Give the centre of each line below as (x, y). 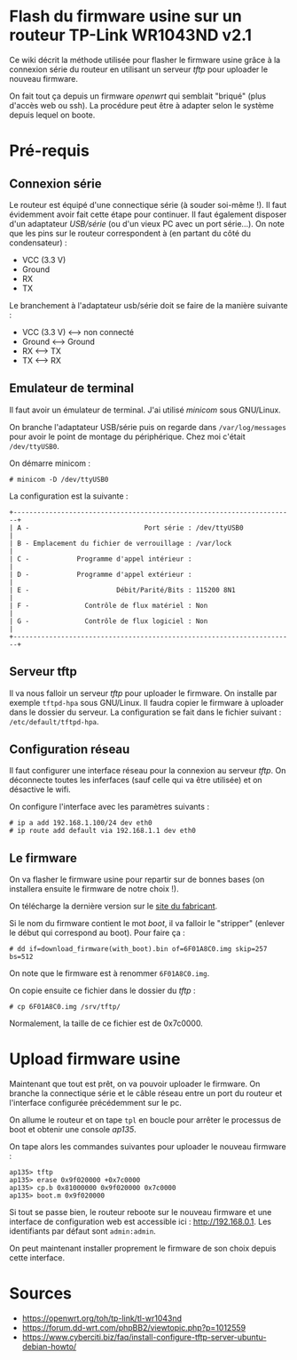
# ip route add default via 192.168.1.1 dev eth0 (103, 831)
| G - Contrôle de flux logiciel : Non (109, 621)
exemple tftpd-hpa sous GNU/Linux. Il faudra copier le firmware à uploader (146, 702)
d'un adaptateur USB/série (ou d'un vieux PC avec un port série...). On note (147, 223)
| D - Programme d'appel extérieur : (101, 574)
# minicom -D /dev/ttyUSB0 (59, 479)
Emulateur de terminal (72, 388)
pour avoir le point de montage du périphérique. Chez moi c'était (127, 436)
